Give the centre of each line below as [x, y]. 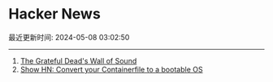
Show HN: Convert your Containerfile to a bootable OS [111, 69]
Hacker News [55, 14]
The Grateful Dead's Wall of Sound [78, 60]
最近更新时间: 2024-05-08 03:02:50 [69, 37]
